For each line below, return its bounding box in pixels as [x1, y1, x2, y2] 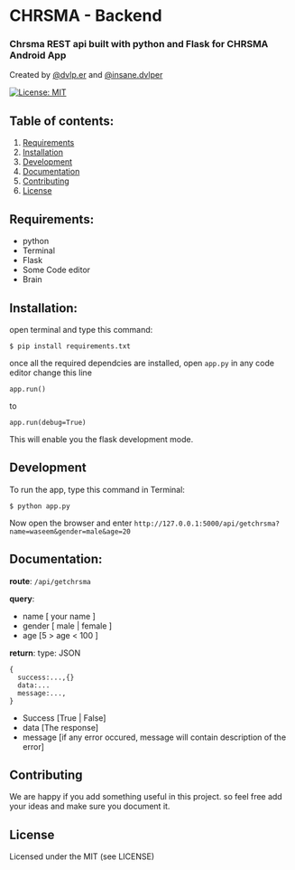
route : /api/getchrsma [9, 575, 92, 586]
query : [9, 593, 35, 604]
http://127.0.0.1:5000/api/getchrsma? [134, 519, 280, 528]
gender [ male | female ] [22, 620, 113, 631]
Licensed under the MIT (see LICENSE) [9, 851, 155, 862]
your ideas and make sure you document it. [9, 801, 171, 812]
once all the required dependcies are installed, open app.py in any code [9, 357, 275, 368]
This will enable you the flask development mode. [9, 433, 194, 444]
